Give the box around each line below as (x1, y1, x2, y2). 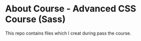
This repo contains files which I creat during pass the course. (5, 30, 131, 36)
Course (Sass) (5, 13, 66, 25)
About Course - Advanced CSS (5, 3, 136, 14)
